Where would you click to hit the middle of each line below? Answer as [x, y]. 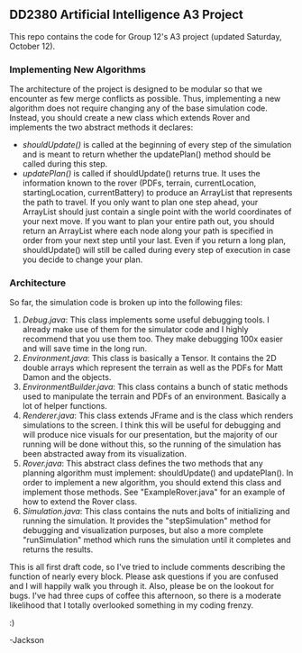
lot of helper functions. [65, 406]
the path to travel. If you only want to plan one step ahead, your [140, 203]
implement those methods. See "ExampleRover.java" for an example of [154, 492]
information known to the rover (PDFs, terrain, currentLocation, [139, 183]
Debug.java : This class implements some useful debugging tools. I [146, 320]
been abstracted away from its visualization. [105, 454]
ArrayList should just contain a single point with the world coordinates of [157, 212]
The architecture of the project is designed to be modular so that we [136, 89]
